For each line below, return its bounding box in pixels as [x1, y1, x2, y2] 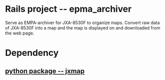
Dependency [5, 48, 59, 58]
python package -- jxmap [5, 67, 85, 75]
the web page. [5, 30, 34, 36]
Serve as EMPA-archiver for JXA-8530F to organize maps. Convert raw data [5, 20, 160, 26]
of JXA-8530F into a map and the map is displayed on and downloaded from [5, 25, 161, 30]
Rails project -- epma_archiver [5, 3, 132, 15]
